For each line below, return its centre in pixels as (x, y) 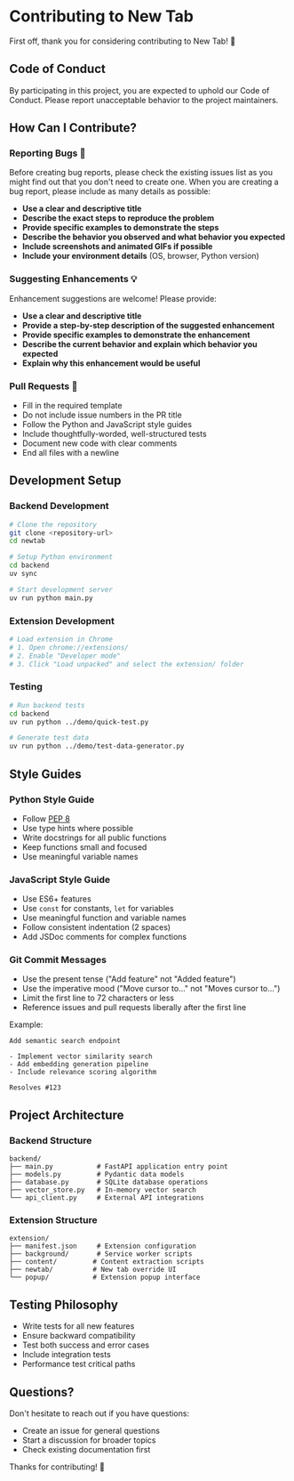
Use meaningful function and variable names (104, 918)
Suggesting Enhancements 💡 (73, 279)
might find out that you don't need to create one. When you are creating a (144, 182)
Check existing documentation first (86, 1450)
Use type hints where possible (78, 828)
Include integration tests (66, 1355)
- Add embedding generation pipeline (79, 1064)
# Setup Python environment (61, 557)
